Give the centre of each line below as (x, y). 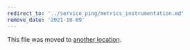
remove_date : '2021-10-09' (46, 20)
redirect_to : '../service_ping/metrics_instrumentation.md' (96, 13)
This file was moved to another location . (64, 39)
